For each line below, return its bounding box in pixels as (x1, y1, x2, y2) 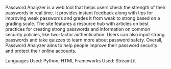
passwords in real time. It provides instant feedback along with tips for (5, 10, 153, 16)
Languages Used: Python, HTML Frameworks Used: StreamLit (5, 58, 136, 63)
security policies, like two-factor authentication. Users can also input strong (5, 32, 165, 37)
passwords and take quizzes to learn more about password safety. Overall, (5, 37, 163, 43)
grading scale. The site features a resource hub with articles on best (5, 20, 149, 27)
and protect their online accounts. (5, 48, 77, 54)
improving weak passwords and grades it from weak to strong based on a (5, 15, 160, 21)
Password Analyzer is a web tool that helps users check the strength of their (5, 5, 166, 10)
